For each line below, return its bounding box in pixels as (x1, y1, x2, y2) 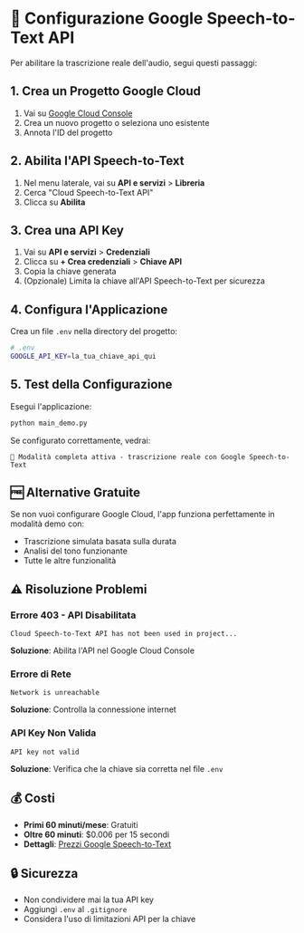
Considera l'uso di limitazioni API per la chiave (23, 914, 196, 925)
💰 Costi (10, 791, 55, 806)
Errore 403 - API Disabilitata (10, 609, 137, 621)
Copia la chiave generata (23, 266, 117, 277)
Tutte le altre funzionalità (23, 555, 117, 566)
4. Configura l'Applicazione (10, 302, 168, 317)
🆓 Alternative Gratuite (10, 485, 141, 501)
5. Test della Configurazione (10, 377, 173, 392)
